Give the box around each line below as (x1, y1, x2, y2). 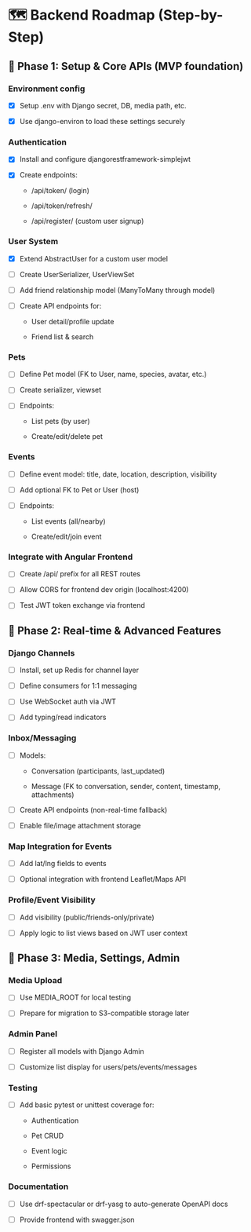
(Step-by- (158, 6, 224, 24)
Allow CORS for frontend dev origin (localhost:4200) (19, 585, 190, 594)
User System (8, 236, 59, 247)
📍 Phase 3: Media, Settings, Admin (8, 952, 180, 965)
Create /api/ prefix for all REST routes (19, 569, 141, 579)
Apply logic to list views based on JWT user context (19, 928, 188, 938)
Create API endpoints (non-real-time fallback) (19, 805, 168, 814)
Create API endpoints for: (19, 301, 102, 310)
